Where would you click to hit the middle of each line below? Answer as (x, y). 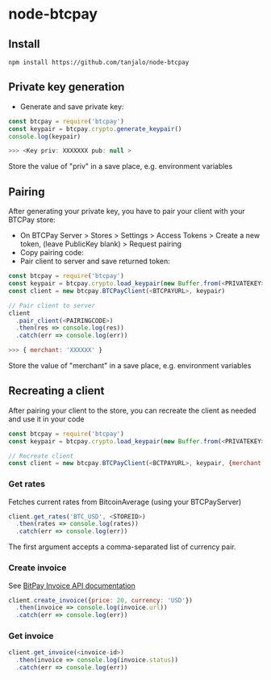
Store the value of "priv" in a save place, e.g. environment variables (121, 166)
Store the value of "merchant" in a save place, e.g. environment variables (130, 365)
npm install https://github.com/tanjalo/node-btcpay (99, 62)
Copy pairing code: (52, 253)
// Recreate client (41, 456)
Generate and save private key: (72, 107)
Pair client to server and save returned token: (95, 261)
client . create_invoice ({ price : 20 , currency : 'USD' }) (101, 600)
